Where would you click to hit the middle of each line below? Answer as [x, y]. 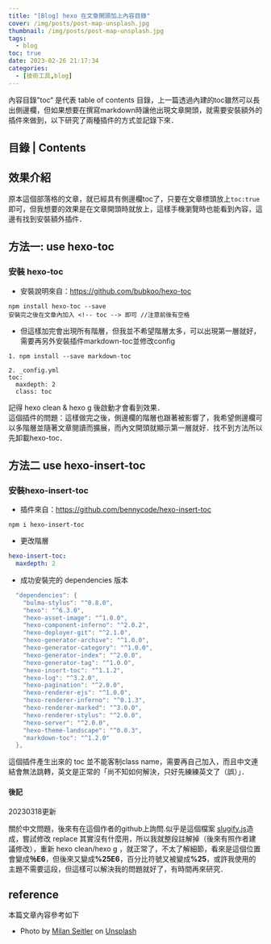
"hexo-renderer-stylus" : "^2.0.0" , [83, 715]
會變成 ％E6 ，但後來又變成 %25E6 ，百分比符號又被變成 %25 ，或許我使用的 [132, 858]
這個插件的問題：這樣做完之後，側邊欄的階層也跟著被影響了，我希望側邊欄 [132, 417]
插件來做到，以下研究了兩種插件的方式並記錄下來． [93, 120]
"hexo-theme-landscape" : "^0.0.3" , [83, 730]
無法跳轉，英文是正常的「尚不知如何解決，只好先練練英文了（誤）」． [135, 772]
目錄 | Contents [47, 148]
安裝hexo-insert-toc [48, 491]
